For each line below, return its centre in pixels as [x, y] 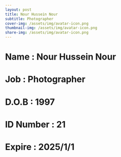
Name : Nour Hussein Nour [60, 57]
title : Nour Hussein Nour [31, 14]
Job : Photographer [45, 79]
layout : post [18, 10]
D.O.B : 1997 [30, 102]
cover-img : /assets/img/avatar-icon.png [47, 23]
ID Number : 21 [36, 124]
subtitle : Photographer [29, 19]
